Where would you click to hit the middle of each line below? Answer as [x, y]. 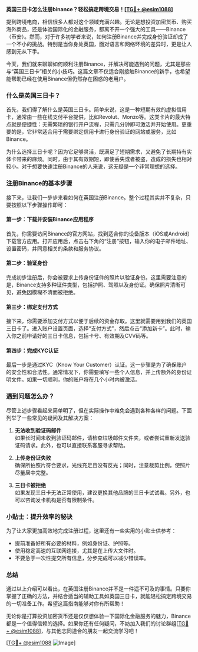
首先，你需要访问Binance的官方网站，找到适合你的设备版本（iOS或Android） [98, 234]
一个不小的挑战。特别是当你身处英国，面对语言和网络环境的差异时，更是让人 [99, 44]
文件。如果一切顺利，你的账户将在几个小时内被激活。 [75, 380]
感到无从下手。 [24, 51]
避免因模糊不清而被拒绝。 [47, 292]
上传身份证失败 [33, 457]
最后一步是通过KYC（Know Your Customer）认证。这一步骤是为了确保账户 [97, 365]
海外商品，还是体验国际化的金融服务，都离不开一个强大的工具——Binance [96, 29]
